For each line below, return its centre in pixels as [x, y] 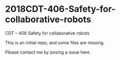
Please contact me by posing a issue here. [48, 52]
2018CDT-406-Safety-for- [60, 9]
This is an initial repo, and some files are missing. [55, 42]
